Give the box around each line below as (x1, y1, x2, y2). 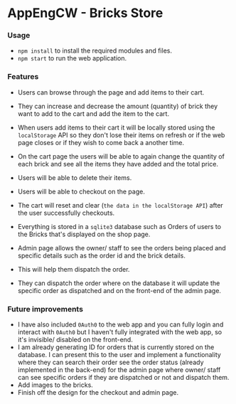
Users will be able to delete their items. (17, 173, 132, 182)
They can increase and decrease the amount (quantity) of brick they (17, 102, 218, 110)
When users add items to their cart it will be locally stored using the (17, 123, 215, 132)
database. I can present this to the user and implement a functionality (17, 351, 222, 359)
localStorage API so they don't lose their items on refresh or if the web (17, 130, 225, 139)
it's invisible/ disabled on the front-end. (17, 336, 133, 344)
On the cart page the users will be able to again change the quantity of (17, 151, 225, 161)
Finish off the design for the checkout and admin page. (17, 388, 179, 397)
